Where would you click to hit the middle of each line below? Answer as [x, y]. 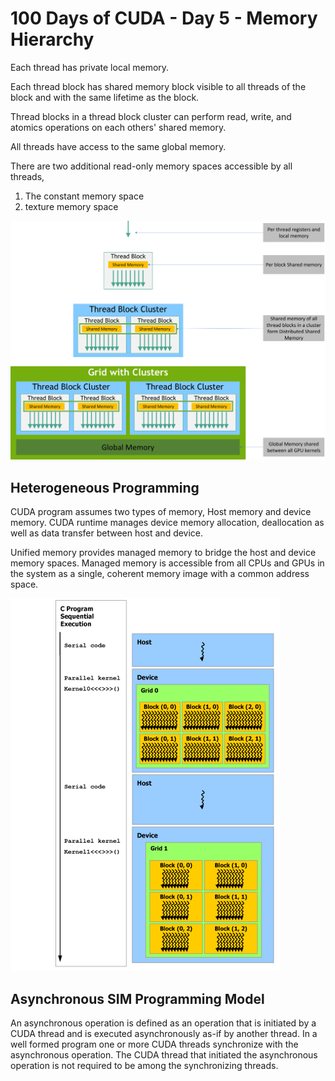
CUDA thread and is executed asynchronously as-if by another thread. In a [164, 1033]
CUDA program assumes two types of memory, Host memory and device [161, 512]
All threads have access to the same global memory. [118, 146]
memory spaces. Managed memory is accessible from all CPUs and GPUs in [167, 563]
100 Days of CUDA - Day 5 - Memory [164, 18]
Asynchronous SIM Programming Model [137, 998]
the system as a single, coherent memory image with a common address [160, 574]
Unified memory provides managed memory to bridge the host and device [163, 553]
